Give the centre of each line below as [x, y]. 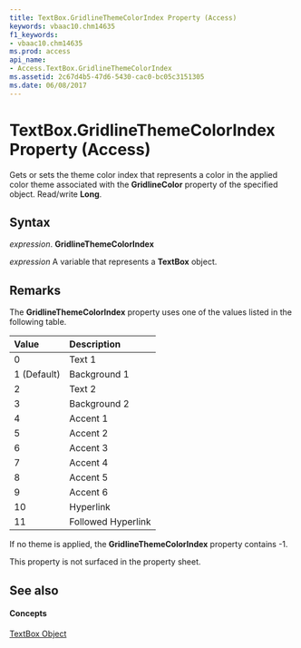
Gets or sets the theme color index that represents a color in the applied [144, 174]
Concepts [28, 614]
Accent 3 [89, 448]
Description [95, 344]
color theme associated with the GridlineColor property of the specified [144, 184]
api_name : [28, 60]
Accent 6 [89, 493]
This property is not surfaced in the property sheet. [105, 562]
